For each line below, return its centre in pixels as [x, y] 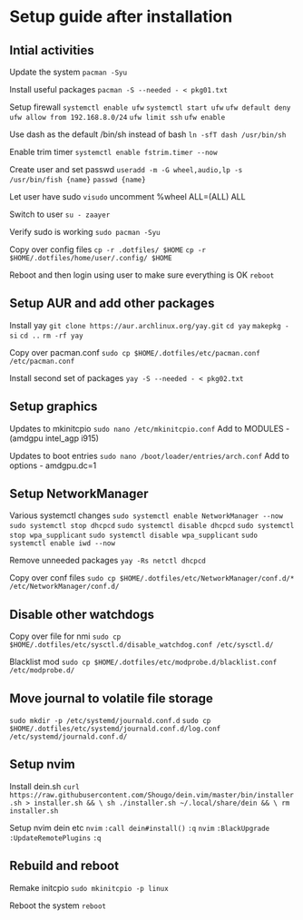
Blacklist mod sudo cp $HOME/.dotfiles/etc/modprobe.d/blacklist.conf [143, 662]
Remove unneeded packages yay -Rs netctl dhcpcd [108, 561]
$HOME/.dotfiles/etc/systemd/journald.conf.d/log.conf [115, 729]
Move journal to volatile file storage [111, 698]
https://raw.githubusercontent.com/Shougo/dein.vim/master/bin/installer [152, 795]
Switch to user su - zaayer [60, 214]
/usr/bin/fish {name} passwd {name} [78, 180]
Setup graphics [54, 407]
